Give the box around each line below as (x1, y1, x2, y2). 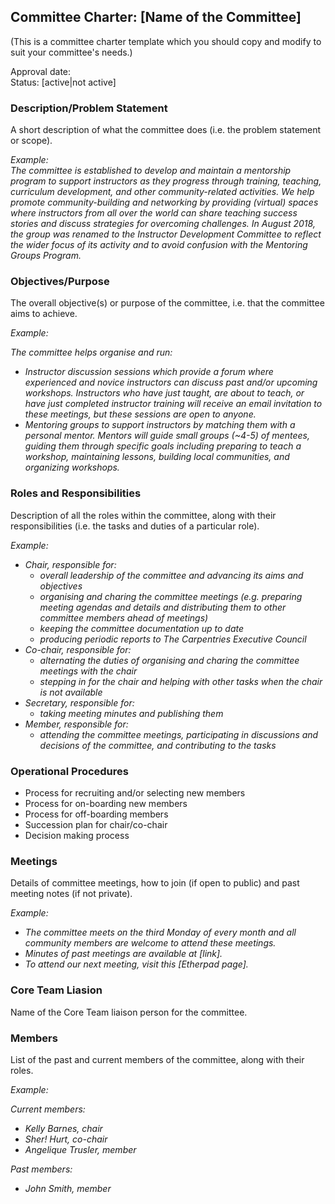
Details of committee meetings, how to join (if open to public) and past (10, 877, 300, 889)
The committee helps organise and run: (10, 346, 173, 359)
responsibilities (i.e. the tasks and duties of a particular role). (10, 520, 260, 532)
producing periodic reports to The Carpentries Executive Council (39, 633, 307, 645)
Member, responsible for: (24, 718, 129, 730)
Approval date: (10, 65, 72, 77)
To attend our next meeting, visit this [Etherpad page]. (24, 958, 249, 970)
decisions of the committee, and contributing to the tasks (39, 739, 277, 751)
